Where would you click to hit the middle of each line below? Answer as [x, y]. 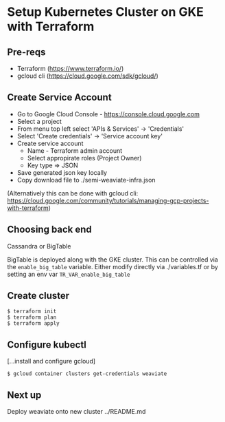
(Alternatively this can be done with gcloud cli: [73, 193]
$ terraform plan [32, 317]
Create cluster [38, 296]
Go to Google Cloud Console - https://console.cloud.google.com [108, 114]
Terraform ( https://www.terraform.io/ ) [70, 68]
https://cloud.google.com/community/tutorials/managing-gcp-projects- [108, 200]
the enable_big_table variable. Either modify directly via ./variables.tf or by [113, 266]
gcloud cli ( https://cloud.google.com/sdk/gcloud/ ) [88, 76]
